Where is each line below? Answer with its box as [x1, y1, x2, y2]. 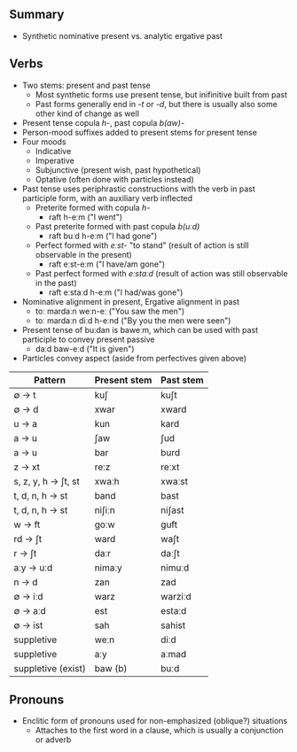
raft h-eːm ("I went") [48, 212, 122, 222]
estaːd [160, 604, 187, 616]
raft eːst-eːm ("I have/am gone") [48, 259, 166, 269]
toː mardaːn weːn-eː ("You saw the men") [35, 306, 185, 316]
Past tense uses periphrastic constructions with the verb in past [21, 183, 255, 194]
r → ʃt [13, 547, 37, 559]
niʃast [160, 504, 184, 516]
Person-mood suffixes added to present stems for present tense [21, 127, 257, 137]
